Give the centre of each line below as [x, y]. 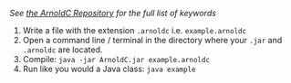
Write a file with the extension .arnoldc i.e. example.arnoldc [135, 30]
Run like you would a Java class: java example [109, 69]
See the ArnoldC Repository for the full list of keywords [113, 13]
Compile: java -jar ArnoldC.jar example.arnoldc [116, 59]
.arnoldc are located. [62, 50]
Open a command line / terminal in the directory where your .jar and [152, 40]
